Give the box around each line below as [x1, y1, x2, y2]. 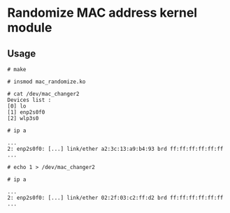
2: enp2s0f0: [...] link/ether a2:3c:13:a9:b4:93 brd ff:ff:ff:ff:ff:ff [7, 145, 224, 152]
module [7, 20, 52, 36]
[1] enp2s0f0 [7, 109, 45, 116]
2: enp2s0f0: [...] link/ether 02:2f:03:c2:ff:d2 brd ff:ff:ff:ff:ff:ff [7, 194, 224, 201]
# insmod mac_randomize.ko [7, 78, 86, 85]
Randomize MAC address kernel [7, 5, 198, 21]
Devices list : [7, 96, 52, 103]
